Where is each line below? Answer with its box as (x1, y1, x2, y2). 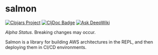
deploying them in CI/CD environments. (5, 44, 87, 50)
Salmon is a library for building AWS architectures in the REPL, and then (5, 38, 153, 45)
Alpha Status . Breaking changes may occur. (5, 29, 96, 35)
